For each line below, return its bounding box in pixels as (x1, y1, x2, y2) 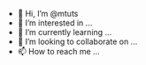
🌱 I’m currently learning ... (17, 27, 112, 37)
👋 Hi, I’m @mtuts (17, 9, 79, 18)
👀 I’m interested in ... (17, 18, 93, 28)
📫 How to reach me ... (17, 47, 100, 56)
